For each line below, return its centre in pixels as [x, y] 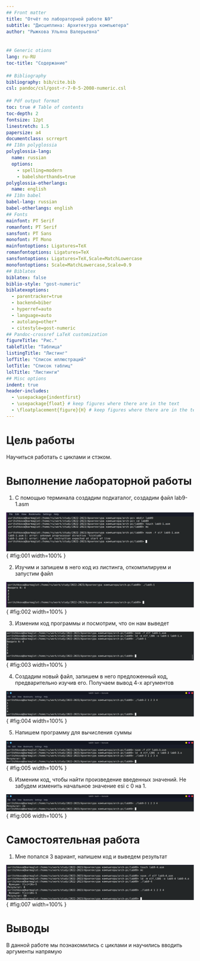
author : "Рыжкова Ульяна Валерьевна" [53, 32]
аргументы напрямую [34, 951]
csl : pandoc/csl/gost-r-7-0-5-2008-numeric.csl [66, 89]
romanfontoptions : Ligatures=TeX [48, 252]
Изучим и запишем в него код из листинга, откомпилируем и [93, 568]
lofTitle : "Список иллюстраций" [46, 359]
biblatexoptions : [28, 290]
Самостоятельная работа [73, 840]
